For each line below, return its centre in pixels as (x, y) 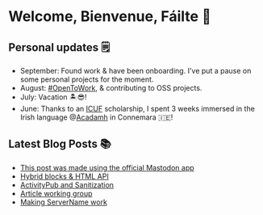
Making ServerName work (63, 202)
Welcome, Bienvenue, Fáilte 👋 (110, 17)
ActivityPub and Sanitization (67, 184)
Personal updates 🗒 (59, 47)
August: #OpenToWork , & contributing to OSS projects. (111, 88)
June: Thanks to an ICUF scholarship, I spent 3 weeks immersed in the (138, 109)
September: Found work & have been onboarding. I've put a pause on (136, 71)
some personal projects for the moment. (87, 79)
